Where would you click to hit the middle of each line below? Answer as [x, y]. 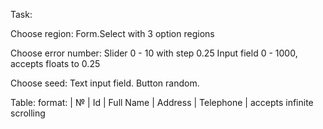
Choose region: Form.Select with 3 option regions [112, 33]
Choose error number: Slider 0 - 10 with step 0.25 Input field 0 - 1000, [154, 53]
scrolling [28, 113]
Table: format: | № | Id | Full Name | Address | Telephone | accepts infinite [162, 102]
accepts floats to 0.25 [55, 63]
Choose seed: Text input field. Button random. [105, 83]
